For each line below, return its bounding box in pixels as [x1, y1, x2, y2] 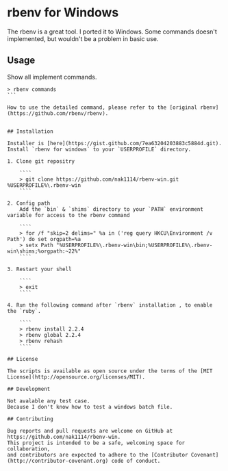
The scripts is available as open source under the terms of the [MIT [7, 368, 213, 374]
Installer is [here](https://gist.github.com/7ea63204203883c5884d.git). [7, 140, 223, 147]
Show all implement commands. [7, 73, 97, 81]
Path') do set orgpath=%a [7, 235, 81, 242]
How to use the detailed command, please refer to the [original [7, 104, 197, 111]
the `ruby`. [7, 307, 41, 314]
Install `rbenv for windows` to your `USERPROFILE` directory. [7, 146, 192, 153]
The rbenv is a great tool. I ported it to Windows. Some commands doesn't [7, 27, 218, 36]
